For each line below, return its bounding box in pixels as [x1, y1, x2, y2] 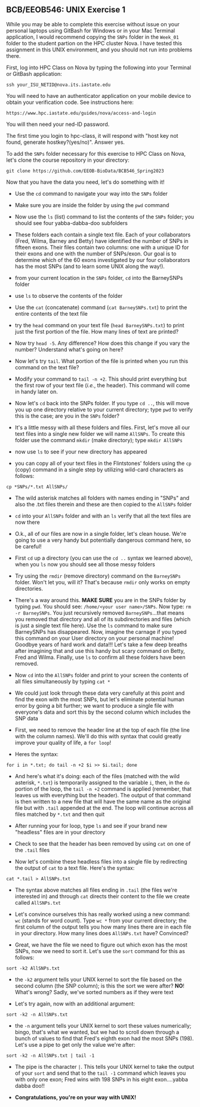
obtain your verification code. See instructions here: [6, 98, 134, 106]
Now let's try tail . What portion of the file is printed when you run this [14, 357, 189, 365]
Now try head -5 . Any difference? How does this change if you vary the [14, 340, 190, 347]
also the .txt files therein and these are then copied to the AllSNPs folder [14, 501, 192, 508]
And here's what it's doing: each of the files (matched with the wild [14, 772, 180, 779]
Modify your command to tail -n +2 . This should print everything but [14, 375, 187, 383]
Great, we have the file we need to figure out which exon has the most [14, 941, 188, 948]
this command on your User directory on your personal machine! [14, 634, 174, 642]
